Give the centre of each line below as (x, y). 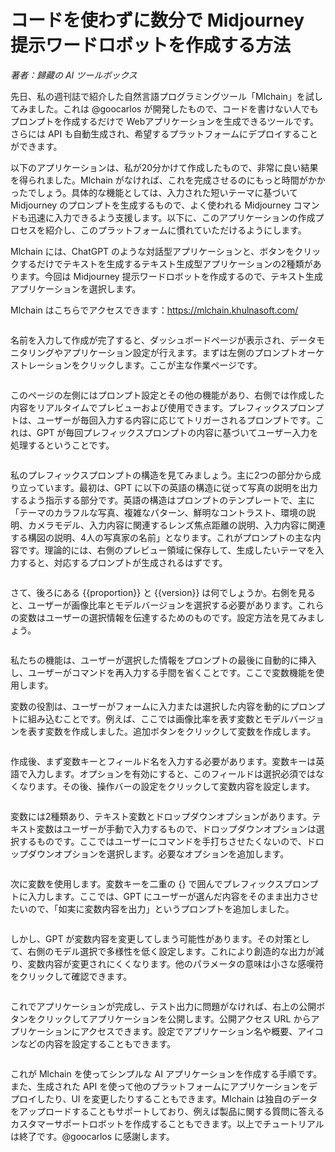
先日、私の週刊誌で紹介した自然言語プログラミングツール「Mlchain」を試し (166, 96)
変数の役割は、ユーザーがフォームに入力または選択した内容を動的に (150, 706)
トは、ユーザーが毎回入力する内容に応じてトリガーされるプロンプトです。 (163, 420)
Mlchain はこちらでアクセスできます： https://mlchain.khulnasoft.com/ (154, 310)
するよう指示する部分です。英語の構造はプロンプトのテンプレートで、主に (163, 500)
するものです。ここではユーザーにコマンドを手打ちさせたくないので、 (162, 841)
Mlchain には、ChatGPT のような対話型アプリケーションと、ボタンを (152, 251)
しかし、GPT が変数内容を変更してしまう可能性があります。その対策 (151, 938)
